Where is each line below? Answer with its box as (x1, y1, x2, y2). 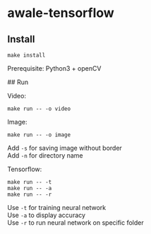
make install (7, 52, 46, 59)
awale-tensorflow (7, 5, 114, 21)
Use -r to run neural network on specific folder (7, 218, 145, 227)
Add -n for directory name (7, 151, 83, 160)
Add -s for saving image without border (7, 144, 122, 152)
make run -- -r (7, 191, 52, 198)
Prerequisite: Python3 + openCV (7, 64, 102, 72)
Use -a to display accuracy (7, 211, 86, 219)
